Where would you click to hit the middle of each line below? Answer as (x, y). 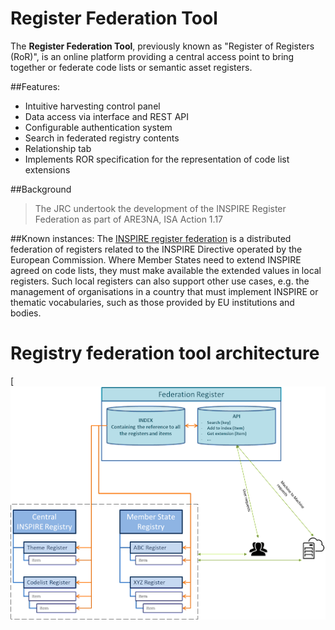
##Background (41, 189)
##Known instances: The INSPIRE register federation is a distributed (151, 238)
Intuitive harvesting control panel (92, 106)
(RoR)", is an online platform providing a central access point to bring (152, 56)
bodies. (26, 313)
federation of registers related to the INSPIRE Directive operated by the (156, 249)
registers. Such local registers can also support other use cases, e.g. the (160, 281)
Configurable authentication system (98, 127)
